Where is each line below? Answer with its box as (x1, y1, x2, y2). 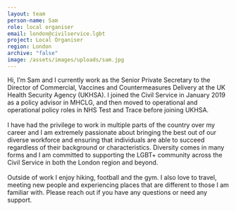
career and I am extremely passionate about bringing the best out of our (7, 128, 217, 136)
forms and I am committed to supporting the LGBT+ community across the (7, 150, 223, 159)
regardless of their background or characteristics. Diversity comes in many (7, 143, 225, 152)
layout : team (7, 10, 46, 18)
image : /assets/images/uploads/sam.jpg (7, 56, 125, 64)
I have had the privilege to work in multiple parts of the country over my (7, 121, 216, 129)
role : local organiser (7, 23, 74, 30)
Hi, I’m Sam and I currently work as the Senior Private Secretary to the (7, 76, 211, 84)
